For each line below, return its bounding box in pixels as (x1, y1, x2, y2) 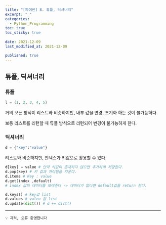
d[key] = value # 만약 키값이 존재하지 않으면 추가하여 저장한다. (5, 165, 124, 170)
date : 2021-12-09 (5, 40, 41, 45)
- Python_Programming (9, 21, 54, 26)
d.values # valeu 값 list (5, 196, 58, 202)
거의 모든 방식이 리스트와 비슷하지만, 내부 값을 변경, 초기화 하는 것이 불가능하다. (5, 110, 158, 116)
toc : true (5, 26, 26, 31)
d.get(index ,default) (5, 179, 52, 183)
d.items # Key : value (5, 174, 52, 179)
